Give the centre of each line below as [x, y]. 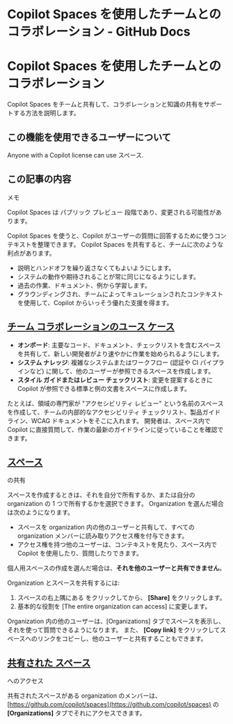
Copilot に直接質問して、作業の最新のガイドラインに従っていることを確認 [112, 429]
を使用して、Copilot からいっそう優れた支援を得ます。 [95, 302]
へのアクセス [25, 681]
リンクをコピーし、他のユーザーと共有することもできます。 [122, 639]
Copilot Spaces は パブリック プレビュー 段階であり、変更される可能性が [112, 212]
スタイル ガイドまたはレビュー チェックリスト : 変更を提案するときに [115, 380]
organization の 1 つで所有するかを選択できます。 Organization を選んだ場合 [115, 504]
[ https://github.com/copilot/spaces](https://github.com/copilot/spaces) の [113, 704]
